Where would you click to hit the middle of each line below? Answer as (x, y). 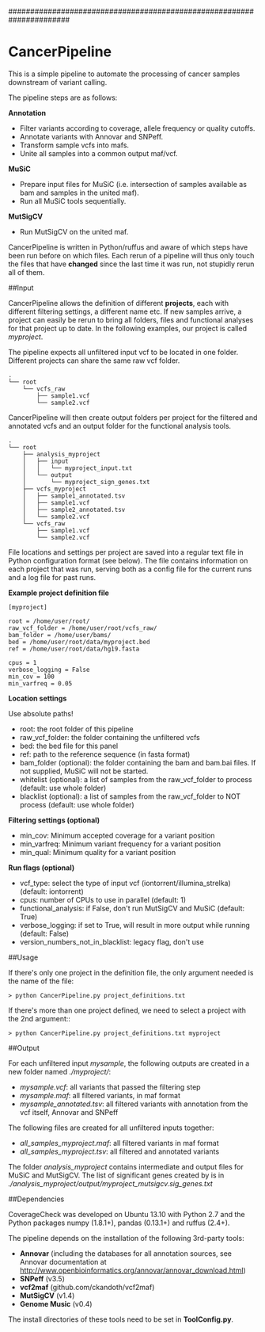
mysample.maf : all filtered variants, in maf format (100, 1095)
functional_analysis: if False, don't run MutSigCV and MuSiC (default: (132, 908)
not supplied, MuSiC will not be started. (84, 771)
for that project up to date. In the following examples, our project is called (128, 328)
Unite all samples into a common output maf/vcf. (98, 153)
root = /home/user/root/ (49, 621)
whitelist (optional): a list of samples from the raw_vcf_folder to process (136, 779)
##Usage (23, 957)
